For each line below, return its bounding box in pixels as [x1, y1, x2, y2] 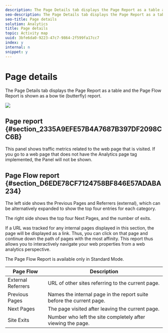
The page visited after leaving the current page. [47, 305, 160, 312]
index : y [5, 40, 23, 45]
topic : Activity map [5, 31, 48, 36]
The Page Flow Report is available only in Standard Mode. [5, 256, 124, 262]
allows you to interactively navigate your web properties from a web [5, 241, 145, 247]
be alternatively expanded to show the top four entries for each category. [5, 205, 156, 211]
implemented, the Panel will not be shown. [5, 157, 92, 163]
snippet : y [5, 49, 28, 54]
